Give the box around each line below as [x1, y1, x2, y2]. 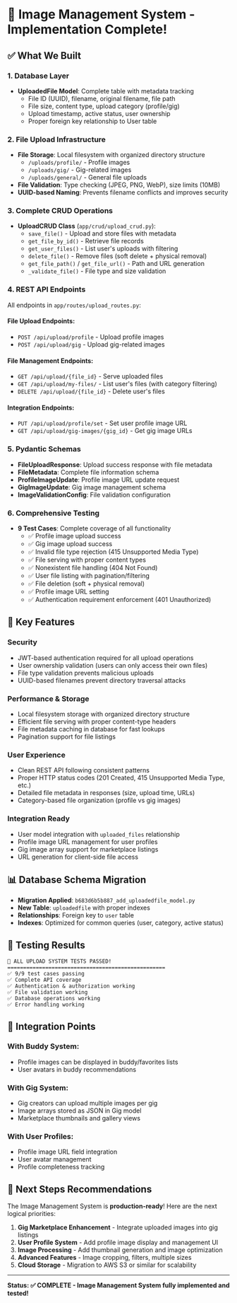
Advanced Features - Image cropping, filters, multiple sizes [17, 1253, 192, 1262]
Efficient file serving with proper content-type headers [17, 717, 176, 726]
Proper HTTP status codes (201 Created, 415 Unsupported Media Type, [17, 774, 226, 782]
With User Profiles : [7, 1132, 74, 1142]
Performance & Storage [7, 693, 90, 703]
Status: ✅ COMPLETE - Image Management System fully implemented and [7, 1281, 230, 1290]
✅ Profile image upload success [28, 531, 121, 540]
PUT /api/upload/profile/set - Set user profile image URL [17, 419, 188, 427]
